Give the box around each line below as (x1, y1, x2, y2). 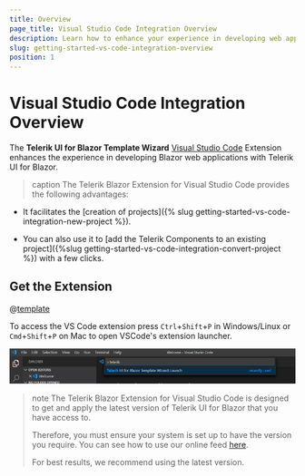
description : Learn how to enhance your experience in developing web (9, 34, 282, 43)
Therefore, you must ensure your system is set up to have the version (31, 429, 292, 440)
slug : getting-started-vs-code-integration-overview (9, 44, 213, 53)
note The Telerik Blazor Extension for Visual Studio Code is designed (31, 393, 290, 403)
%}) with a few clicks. (22, 253, 104, 264)
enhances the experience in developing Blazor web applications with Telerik (9, 152, 294, 163)
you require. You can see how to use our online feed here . (31, 439, 249, 450)
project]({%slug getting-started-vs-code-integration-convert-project (22, 243, 281, 254)
